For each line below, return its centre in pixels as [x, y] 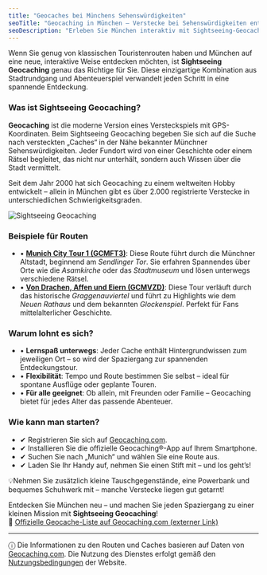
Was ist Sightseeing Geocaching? [75, 108]
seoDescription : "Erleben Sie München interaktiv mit [99, 30]
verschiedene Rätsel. [54, 278]
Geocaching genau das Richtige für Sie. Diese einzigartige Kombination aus [132, 70]
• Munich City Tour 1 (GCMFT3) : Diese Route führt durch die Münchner [137, 253]
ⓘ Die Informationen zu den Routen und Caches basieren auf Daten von [126, 545]
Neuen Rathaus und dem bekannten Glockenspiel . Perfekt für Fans [129, 304]
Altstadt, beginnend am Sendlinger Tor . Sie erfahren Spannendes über [135, 262]
